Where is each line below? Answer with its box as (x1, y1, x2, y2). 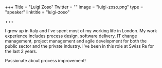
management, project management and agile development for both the (5, 38, 147, 44)
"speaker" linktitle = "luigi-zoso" (5, 9, 70, 15)
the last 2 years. (5, 48, 37, 54)
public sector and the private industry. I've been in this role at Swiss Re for (5, 43, 154, 49)
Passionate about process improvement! (5, 58, 86, 63)
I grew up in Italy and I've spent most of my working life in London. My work (5, 28, 157, 33)
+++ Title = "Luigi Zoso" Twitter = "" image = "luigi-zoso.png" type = (5, 4, 144, 10)
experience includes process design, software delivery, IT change (5, 33, 137, 39)
